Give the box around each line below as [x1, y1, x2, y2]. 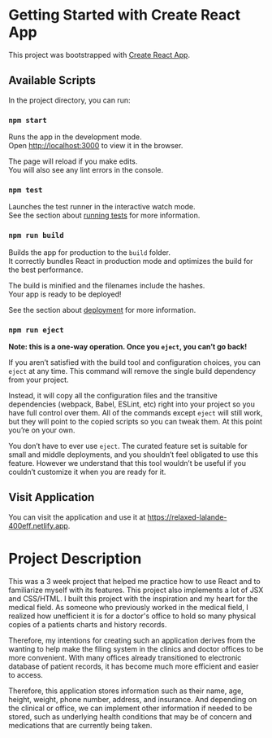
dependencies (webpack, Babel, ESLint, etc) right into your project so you [8, 399, 256, 409]
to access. [8, 670, 43, 679]
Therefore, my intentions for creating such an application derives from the [8, 635, 256, 645]
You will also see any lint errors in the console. [8, 165, 164, 175]
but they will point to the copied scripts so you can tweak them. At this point [8, 416, 262, 426]
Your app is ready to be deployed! [8, 289, 122, 299]
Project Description [8, 549, 142, 568]
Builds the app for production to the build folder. [8, 247, 171, 257]
